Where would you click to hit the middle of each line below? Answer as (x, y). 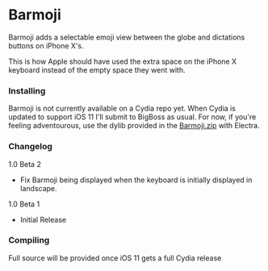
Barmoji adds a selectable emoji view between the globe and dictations (127, 37)
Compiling (29, 240)
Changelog (30, 147)
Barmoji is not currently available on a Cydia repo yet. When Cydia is (122, 108)
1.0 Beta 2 (25, 164)
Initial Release (43, 219)
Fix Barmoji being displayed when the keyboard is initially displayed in (136, 180)
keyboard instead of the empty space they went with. (97, 69)
